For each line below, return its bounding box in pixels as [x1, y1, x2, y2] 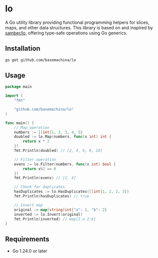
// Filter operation [14, 157, 56, 162]
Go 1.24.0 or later [12, 248, 48, 254]
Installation [5, 44, 40, 53]
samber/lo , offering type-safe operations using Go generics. [5, 30, 127, 36]
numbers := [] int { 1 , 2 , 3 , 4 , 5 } [14, 129, 83, 134]
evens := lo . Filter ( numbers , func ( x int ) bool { [14, 162, 116, 167]
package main [5, 84, 32, 89]
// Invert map [14, 202, 43, 207]
